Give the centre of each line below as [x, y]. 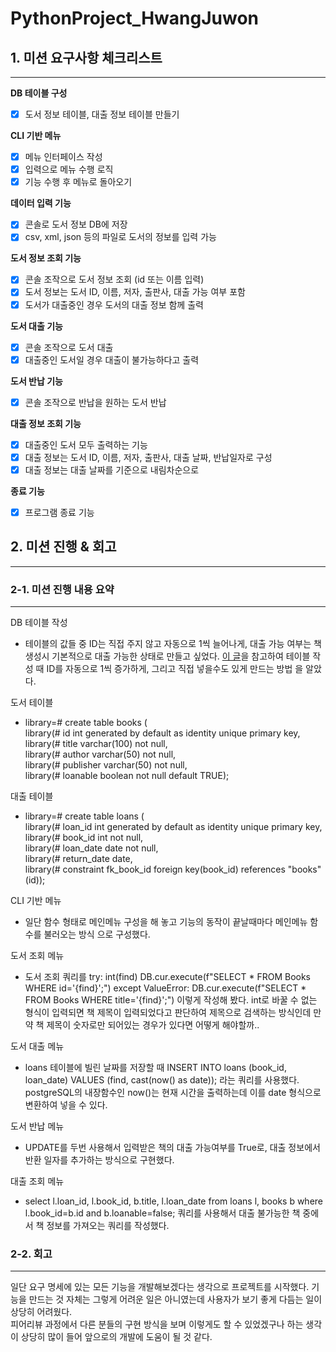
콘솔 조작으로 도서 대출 [69, 347]
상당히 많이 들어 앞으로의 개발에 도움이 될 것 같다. [116, 1337]
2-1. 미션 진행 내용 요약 [62, 589]
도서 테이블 [32, 703]
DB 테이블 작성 [39, 623]
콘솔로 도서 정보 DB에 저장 [76, 224]
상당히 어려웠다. [41, 1312]
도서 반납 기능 [36, 381]
